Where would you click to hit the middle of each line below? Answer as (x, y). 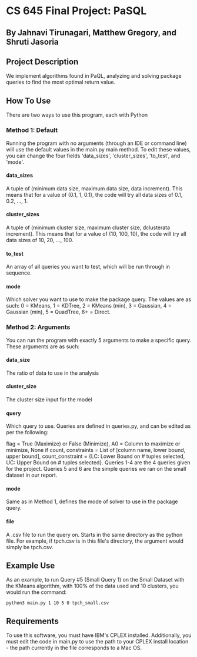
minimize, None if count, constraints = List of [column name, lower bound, (96, 450)
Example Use (31, 566)
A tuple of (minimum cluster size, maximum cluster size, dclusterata (88, 227)
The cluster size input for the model (49, 400)
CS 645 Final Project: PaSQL (76, 11)
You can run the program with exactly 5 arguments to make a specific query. (99, 340)
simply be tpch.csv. (30, 547)
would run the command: (36, 592)
